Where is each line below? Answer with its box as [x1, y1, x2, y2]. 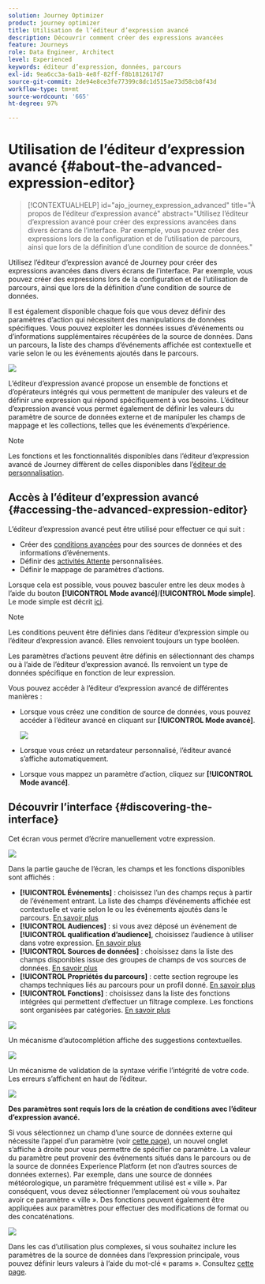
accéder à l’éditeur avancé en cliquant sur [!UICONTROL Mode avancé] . [19, 715, 256, 725]
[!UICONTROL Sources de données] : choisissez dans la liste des [19, 946, 234, 956]
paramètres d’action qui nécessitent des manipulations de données [8, 315, 226, 325]
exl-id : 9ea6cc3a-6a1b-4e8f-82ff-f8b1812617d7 [8, 70, 164, 78]
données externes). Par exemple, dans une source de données [8, 1169, 213, 1179]
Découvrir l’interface [8, 800, 113, 814]
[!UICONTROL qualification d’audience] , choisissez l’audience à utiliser [19, 929, 254, 939]
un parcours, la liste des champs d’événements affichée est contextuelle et [8, 341, 252, 350]
